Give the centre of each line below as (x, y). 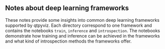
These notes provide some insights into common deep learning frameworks (82, 20)
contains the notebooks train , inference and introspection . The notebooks (82, 30)
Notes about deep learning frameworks (67, 8)
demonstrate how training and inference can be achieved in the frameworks (82, 36)
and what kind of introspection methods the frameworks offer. (69, 41)
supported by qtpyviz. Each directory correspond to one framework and (79, 25)
